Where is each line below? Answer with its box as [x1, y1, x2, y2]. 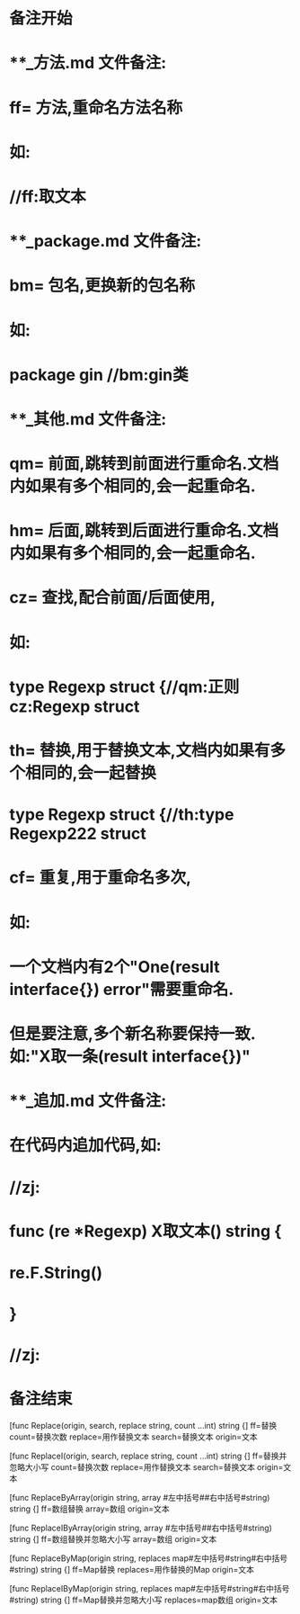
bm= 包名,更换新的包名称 [9, 275, 196, 296]
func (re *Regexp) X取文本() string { [9, 1221, 282, 1242]
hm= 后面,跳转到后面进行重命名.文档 [9, 521, 279, 541]
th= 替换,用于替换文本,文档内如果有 [9, 740, 271, 760]
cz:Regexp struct [9, 696, 140, 716]
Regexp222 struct [9, 824, 146, 844]
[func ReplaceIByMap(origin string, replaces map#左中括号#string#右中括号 [9, 1583, 290, 1594]
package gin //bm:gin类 [9, 364, 189, 385]
